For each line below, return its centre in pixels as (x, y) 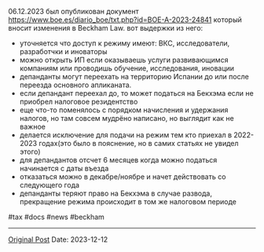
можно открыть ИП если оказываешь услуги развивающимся (124, 60)
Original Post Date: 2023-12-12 (58, 239)
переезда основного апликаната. (75, 85)
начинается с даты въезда (64, 168)
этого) (30, 152)
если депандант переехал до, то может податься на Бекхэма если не (136, 93)
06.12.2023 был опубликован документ (73, 11)
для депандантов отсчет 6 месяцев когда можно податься (118, 160)
